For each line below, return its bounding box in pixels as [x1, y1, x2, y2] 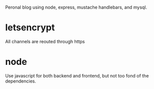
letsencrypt [5, 22, 55, 33]
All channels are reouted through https [5, 38, 85, 44]
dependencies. [5, 78, 36, 84]
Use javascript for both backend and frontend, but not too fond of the [5, 72, 149, 78]
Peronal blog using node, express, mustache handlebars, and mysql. [5, 5, 147, 10]
